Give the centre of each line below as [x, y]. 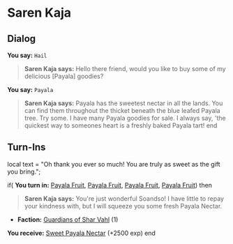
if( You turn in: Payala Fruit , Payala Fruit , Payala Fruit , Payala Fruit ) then [110, 185]
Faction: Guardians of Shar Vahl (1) [68, 219]
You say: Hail [27, 55]
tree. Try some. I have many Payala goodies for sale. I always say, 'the [125, 118]
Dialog [22, 39]
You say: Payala [30, 90]
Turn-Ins [27, 147]
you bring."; [24, 171]
